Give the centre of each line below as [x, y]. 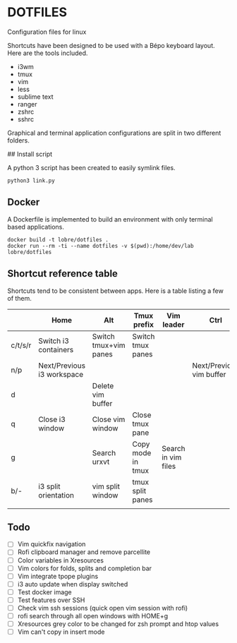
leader [174, 324]
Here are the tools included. [48, 53]
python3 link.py [31, 181]
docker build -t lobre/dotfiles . [58, 240]
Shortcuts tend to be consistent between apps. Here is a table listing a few [115, 291]
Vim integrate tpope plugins [58, 576]
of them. [19, 298]
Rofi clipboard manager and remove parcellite [84, 552]
